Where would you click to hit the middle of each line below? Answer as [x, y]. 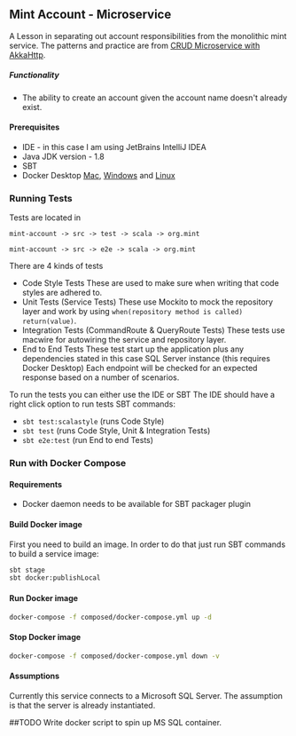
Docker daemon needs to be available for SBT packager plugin [136, 504]
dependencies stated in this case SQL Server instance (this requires [146, 359]
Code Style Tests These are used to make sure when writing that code [150, 283]
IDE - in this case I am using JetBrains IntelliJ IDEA [114, 146]
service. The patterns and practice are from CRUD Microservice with [135, 45]
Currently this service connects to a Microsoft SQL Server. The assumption [146, 695]
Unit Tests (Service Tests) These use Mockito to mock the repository [147, 302]
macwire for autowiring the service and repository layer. [124, 340]
